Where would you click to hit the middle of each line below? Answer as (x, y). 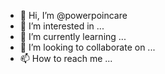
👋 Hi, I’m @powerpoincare (73, 15)
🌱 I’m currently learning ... (73, 36)
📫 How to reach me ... (66, 58)
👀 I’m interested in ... (62, 26)
